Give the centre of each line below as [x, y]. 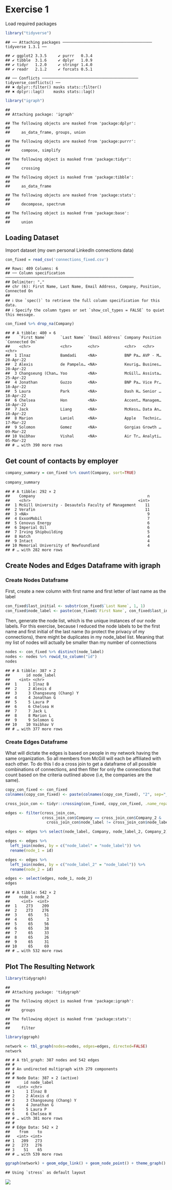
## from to [24, 1132]
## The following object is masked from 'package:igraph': [70, 1001]
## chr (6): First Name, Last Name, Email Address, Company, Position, [83, 287]
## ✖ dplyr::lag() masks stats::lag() [50, 92]
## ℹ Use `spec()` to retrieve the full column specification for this [83, 301]
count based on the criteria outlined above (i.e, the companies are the [79, 775]
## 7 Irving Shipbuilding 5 [78, 532]
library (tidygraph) [26, 978]
